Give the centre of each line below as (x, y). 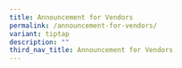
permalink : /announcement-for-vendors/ (83, 26)
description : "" (39, 42)
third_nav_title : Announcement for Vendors (91, 50)
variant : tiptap (39, 34)
